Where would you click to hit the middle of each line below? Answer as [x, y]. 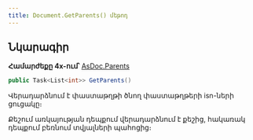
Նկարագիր [38, 48]
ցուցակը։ [25, 104]
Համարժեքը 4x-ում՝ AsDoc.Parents [69, 66]
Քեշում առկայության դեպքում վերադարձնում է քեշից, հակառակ [127, 120]
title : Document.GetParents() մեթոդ [68, 15]
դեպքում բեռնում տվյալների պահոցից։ [80, 127]
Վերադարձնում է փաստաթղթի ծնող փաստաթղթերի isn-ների [121, 96]
